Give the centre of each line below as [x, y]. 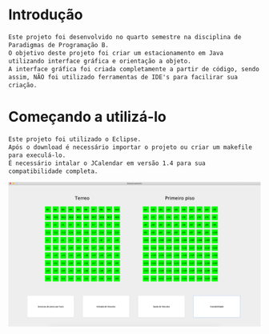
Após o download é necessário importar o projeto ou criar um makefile [130, 147]
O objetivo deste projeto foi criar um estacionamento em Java [116, 53]
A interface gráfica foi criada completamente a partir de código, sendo [134, 69]
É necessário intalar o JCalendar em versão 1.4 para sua [107, 163]
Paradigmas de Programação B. [59, 45]
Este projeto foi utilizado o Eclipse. [75, 139]
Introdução [46, 15]
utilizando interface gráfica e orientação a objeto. [100, 61]
